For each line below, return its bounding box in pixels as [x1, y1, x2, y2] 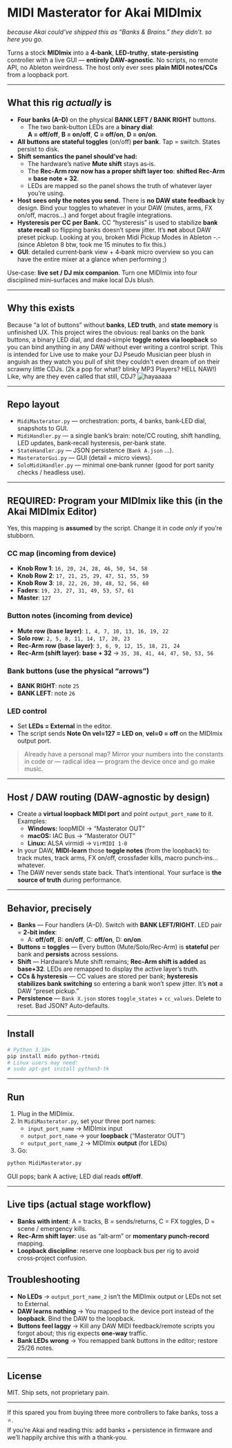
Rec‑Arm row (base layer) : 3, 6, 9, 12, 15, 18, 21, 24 [17, 641, 180, 649]
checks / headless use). [17, 468, 86, 476]
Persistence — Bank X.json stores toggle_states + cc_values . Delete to [17, 994, 222, 1002]
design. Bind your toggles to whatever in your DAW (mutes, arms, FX [17, 203, 213, 212]
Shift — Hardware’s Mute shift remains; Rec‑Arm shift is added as [17, 958, 206, 965]
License [7, 1371, 42, 1382]
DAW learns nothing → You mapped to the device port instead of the [17, 1307, 214, 1315]
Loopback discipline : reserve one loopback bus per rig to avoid [17, 1246, 199, 1254]
